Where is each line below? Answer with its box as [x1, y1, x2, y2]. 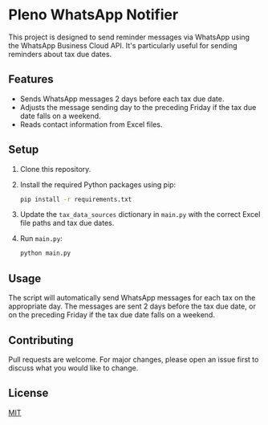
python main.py [19, 249, 71, 258]
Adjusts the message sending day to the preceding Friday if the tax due [19, 102, 257, 112]
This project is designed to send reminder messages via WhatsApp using [8, 32, 250, 42]
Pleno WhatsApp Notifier [8, 6, 179, 24]
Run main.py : [19, 234, 63, 243]
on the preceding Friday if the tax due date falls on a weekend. [8, 310, 215, 320]
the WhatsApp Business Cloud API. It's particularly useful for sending [8, 40, 238, 50]
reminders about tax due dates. [8, 49, 112, 59]
